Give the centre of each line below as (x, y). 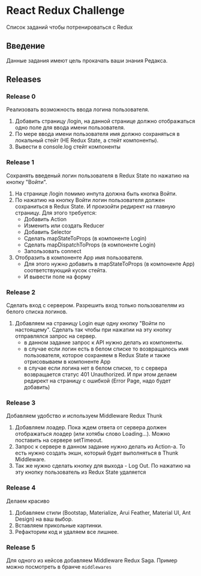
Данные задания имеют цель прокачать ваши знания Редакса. (87, 60)
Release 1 (20, 162)
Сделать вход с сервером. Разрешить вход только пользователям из (95, 305)
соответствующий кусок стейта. (65, 270)
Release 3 (21, 402)
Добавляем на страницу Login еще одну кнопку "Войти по (90, 323)
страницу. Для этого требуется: (56, 213)
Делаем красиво (28, 501)
